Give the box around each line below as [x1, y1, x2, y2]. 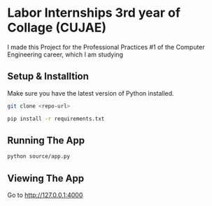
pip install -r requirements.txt [7, 115, 105, 122]
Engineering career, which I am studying [7, 50, 124, 59]
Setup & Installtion [7, 71, 90, 82]
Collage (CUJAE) [7, 20, 107, 36]
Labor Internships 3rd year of [7, 5, 181, 21]
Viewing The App [7, 172, 85, 184]
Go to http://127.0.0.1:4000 [7, 191, 83, 199]
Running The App [7, 134, 85, 146]
